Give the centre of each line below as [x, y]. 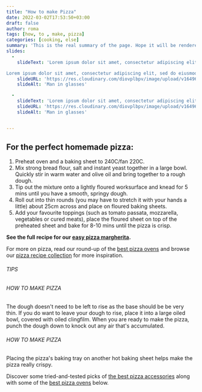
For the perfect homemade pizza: [70, 147]
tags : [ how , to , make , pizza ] [45, 34]
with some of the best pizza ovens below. [58, 383]
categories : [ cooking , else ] [43, 40]
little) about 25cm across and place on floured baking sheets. [91, 206]
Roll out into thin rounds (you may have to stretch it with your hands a [101, 200]
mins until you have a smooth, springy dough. [71, 194]
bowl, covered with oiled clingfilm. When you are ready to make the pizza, [98, 320]
